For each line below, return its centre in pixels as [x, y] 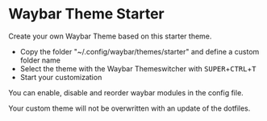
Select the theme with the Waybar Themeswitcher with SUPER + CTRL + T [138, 68]
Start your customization [61, 77]
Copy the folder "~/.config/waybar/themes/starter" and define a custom [140, 51]
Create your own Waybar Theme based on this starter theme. [110, 36]
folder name [40, 60]
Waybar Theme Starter [87, 14]
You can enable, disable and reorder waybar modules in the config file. [126, 92]
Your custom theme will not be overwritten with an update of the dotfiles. [129, 108]
